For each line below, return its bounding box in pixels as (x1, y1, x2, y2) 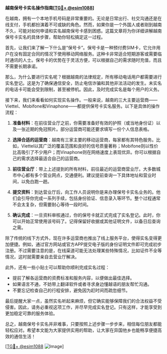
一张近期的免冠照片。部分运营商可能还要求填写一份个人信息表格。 (16, 126, 152, 132)
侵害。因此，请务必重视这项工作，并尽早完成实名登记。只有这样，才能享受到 (5, 304, 162, 310)
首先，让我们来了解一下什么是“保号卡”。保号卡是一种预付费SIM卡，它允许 (5, 45, 157, 50)
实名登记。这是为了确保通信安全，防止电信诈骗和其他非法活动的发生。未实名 (5, 80, 162, 86)
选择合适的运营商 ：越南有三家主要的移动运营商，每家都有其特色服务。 (12, 137, 157, 142)
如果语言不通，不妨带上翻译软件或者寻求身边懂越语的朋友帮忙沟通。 (12, 281, 152, 287)
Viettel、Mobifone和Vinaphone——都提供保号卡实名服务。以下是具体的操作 (5, 103, 160, 109)
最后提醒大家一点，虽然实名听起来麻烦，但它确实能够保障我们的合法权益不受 (5, 298, 162, 304)
